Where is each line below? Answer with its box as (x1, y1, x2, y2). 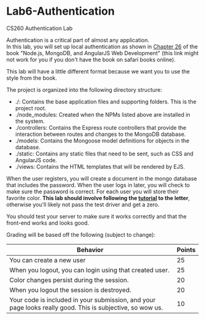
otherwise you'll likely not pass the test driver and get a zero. (6, 201, 160, 208)
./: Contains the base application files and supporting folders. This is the (15, 98, 196, 105)
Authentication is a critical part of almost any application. (6, 36, 149, 43)
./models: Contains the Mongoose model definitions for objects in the (15, 136, 190, 144)
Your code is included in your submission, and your (9, 296, 156, 304)
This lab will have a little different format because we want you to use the (6, 67, 190, 75)
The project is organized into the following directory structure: (6, 86, 162, 93)
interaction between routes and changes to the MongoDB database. (15, 130, 186, 138)
